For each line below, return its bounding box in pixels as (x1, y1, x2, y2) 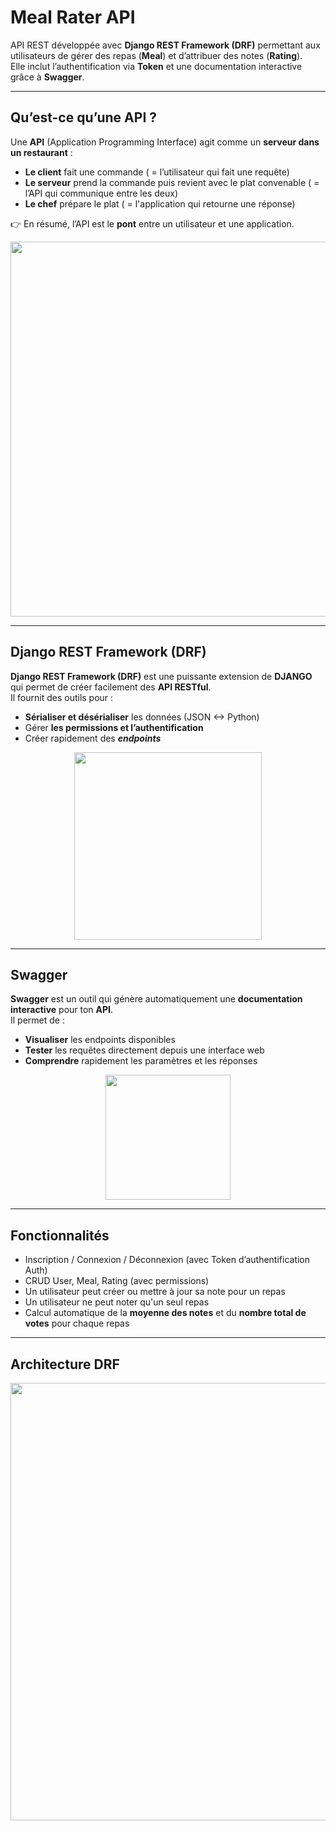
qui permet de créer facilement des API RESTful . (10, 681, 212, 693)
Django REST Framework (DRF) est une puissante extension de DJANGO (10, 670, 313, 682)
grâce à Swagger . (10, 71, 85, 83)
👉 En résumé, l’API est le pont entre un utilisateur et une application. (10, 217, 295, 230)
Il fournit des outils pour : (10, 691, 114, 703)
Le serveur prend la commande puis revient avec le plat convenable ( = (24, 176, 320, 188)
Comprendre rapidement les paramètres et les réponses (24, 1055, 258, 1067)
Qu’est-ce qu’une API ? (10, 109, 158, 126)
